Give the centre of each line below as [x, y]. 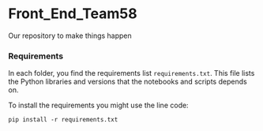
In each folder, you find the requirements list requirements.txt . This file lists [131, 73]
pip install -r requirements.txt [63, 120]
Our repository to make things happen [70, 36]
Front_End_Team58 [73, 14]
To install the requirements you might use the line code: [98, 105]
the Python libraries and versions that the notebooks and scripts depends [128, 82]
